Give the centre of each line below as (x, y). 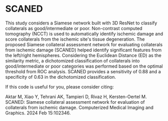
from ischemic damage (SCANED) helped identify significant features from (83, 50)
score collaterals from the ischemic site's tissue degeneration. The (75, 39)
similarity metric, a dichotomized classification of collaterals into (73, 60)
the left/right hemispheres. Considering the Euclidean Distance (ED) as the (83, 55)
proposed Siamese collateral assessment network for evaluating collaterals (84, 44)
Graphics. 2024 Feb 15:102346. (38, 113)
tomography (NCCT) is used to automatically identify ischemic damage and (84, 34)
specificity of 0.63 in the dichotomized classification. (61, 77)
